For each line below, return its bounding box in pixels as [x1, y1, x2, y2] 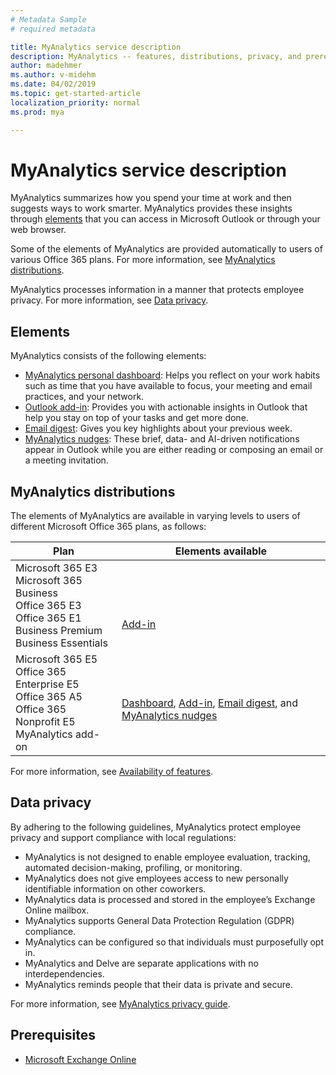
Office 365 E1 [15, 611, 82, 625]
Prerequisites [10, 1027, 96, 1044]
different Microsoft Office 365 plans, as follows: [10, 521, 207, 533]
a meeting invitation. [24, 454, 109, 466]
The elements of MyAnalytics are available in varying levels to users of [10, 510, 301, 522]
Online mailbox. [24, 904, 90, 916]
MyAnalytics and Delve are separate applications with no [24, 957, 259, 969]
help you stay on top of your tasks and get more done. [24, 412, 249, 424]
